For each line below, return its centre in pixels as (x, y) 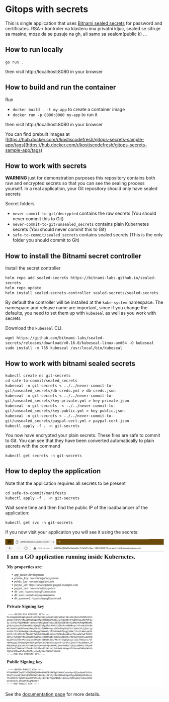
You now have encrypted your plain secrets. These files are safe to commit (83, 435)
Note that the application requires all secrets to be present (65, 483)
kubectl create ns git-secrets (38, 376)
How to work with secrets (46, 166)
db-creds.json (101, 391)
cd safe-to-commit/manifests (36, 493)
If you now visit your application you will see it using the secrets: (72, 532)
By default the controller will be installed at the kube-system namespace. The (84, 302)
